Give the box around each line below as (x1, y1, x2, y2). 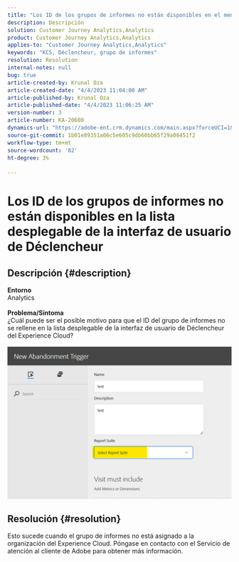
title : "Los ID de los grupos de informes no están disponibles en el (7, 11, 221, 19)
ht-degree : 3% (7, 154, 50, 162)
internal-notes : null (7, 64, 72, 71)
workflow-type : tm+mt (7, 139, 72, 146)
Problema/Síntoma (7, 308, 64, 317)
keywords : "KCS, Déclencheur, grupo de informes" (7, 49, 158, 56)
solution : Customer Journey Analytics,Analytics (7, 26, 154, 33)
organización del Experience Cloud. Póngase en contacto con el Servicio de (7, 539, 230, 548)
